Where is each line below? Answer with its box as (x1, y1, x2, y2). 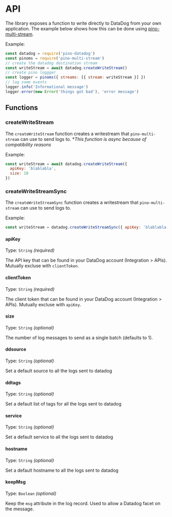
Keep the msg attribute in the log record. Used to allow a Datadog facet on (5, 500, 161, 506)
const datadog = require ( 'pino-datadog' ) (5, 51, 95, 56)
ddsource (5, 346, 27, 353)
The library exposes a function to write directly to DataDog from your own (5, 20, 162, 26)
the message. (5, 506, 34, 512)
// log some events (5, 80, 47, 85)
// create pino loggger (5, 70, 56, 75)
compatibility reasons (5, 141, 51, 147)
